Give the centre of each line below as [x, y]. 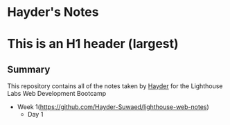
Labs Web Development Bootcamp [56, 94]
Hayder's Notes [53, 12]
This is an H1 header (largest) [93, 44]
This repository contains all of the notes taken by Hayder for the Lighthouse [115, 86]
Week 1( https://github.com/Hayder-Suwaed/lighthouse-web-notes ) [113, 107]
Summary [29, 69]
